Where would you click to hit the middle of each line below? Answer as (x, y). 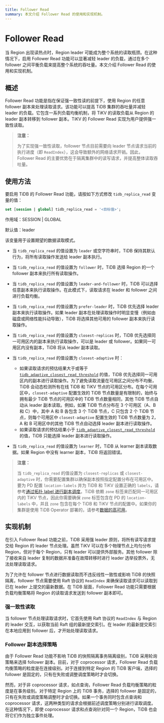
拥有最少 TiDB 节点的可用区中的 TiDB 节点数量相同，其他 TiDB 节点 (87, 399)
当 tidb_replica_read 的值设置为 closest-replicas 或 (71, 473)
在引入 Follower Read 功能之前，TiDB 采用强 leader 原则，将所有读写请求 (79, 539)
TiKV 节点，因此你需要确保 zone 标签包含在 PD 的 (76, 498)
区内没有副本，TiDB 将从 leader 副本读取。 (59, 347)
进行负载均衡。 (27, 296)
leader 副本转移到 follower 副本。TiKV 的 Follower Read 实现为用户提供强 (79, 119)
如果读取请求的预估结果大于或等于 (54, 368)
